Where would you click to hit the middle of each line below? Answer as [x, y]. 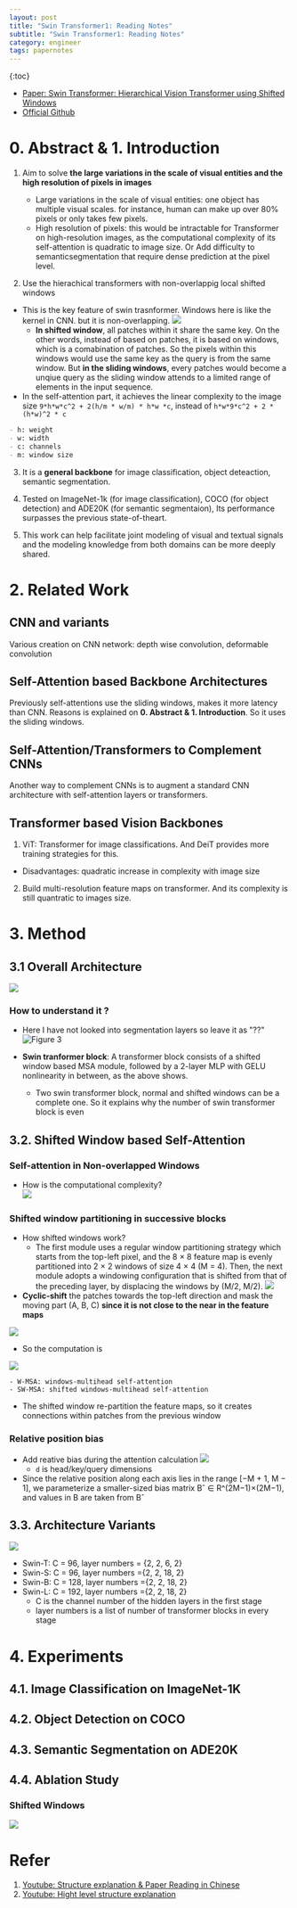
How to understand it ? [59, 1010]
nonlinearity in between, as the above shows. [105, 1076]
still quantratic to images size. [76, 898]
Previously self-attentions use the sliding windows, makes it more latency [144, 703]
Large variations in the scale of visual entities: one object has [147, 200]
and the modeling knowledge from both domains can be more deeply [148, 544]
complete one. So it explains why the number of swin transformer [155, 1103]
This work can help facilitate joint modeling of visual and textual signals [153, 535]
